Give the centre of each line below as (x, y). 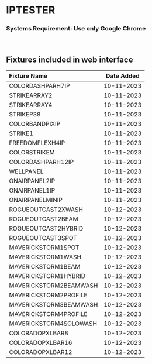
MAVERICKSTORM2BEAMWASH (53, 286)
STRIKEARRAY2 (31, 95)
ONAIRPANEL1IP (32, 191)
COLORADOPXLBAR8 (39, 333)
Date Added (122, 76)
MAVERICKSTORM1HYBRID (47, 276)
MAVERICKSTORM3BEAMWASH (53, 305)
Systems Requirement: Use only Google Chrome (76, 29)
